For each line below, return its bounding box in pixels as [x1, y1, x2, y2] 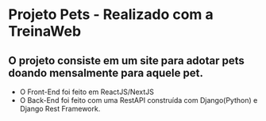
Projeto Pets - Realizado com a [8, 6, 214, 24]
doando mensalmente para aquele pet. [8, 66, 204, 80]
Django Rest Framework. [19, 104, 101, 113]
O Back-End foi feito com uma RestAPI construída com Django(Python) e [19, 96, 258, 104]
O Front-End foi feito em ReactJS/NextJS [19, 87, 155, 96]
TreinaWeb [8, 22, 82, 40]
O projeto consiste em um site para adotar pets [8, 54, 245, 67]
